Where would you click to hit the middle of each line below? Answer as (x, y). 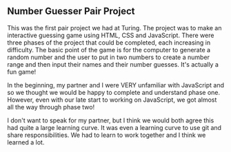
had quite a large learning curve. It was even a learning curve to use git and (114, 127)
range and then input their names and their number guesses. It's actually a (113, 64)
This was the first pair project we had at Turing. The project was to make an (114, 28)
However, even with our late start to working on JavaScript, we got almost (112, 100)
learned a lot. (26, 142)
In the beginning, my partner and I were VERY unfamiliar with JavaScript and (115, 85)
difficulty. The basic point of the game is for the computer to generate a (109, 50)
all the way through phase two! (51, 107)
